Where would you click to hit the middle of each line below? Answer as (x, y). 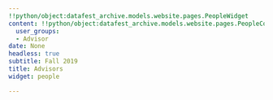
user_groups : (38, 31)
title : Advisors (36, 69)
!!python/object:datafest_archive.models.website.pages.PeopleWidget (129, 16)
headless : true (34, 54)
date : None (27, 46)
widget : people (34, 76)
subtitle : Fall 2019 (43, 62)
